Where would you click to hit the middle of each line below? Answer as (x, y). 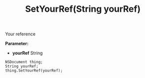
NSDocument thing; (24, 62)
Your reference (20, 34)
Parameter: (17, 44)
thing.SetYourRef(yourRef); (34, 71)
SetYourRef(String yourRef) (83, 9)
